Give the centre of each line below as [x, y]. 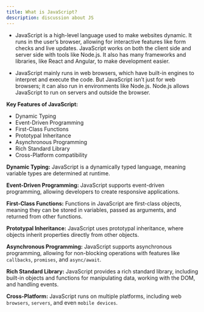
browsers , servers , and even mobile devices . [62, 302]
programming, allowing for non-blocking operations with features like [93, 253]
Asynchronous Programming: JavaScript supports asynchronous [89, 246]
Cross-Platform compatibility [51, 155]
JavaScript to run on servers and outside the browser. [83, 92]
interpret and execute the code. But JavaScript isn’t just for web [95, 79]
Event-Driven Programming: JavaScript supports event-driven [86, 185]
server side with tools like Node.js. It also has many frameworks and [100, 54]
